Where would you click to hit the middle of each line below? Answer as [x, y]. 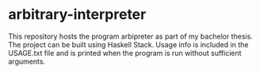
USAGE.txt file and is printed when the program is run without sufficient [125, 53]
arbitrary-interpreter [77, 15]
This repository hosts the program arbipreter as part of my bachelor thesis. [131, 36]
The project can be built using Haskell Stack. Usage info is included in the [128, 44]
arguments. [27, 61]
